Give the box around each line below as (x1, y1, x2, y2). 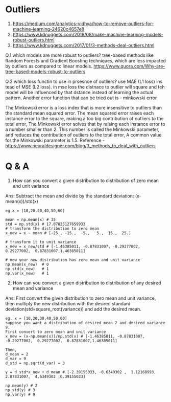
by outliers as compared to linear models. (5, 63, 93, 69)
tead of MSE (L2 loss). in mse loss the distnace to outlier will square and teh (5, 83, 165, 90)
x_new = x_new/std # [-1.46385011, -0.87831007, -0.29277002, (5, 244, 140, 249)
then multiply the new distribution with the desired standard (5, 300, 131, 306)
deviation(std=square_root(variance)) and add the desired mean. (5, 306, 141, 312)
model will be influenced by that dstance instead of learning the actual (5, 89, 153, 95)
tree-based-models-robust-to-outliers (5, 68, 86, 75)
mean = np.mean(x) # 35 (5, 217, 56, 222)
